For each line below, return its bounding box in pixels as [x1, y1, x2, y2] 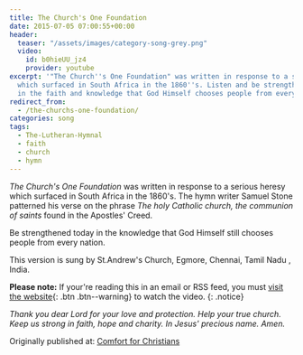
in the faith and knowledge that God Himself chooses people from [17, 89, 272, 98]
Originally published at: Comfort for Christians [9, 335, 180, 346]
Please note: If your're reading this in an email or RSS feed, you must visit [9, 281, 284, 292]
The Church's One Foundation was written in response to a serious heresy [9, 181, 286, 192]
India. [9, 264, 30, 275]
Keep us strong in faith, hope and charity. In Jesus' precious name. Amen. [9, 318, 286, 329]
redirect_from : [9, 97, 67, 107]
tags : [9, 123, 30, 132]
